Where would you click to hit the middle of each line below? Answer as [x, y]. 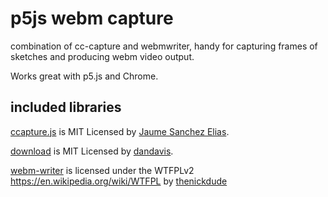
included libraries [66, 107]
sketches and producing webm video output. [102, 56]
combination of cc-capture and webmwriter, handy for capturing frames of [164, 46]
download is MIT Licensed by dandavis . [92, 151]
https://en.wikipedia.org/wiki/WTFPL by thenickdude [119, 181]
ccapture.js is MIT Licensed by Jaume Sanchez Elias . [120, 131]
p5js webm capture [92, 18]
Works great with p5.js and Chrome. [84, 76]
